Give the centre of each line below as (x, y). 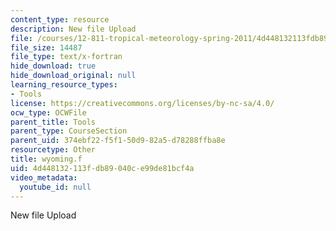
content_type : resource (60, 19)
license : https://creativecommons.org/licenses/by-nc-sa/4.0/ (142, 103)
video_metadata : (44, 177)
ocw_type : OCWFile (48, 112)
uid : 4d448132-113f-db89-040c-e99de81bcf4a (102, 168)
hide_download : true (53, 66)
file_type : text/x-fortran (66, 57)
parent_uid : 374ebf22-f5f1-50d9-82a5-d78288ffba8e (118, 141)
